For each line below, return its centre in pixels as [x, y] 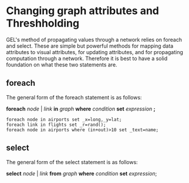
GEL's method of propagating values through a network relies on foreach [94, 39]
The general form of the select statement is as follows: [72, 162]
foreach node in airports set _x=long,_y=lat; [64, 119]
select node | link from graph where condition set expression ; [82, 173]
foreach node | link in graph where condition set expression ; [81, 109]
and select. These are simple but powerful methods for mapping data [90, 46]
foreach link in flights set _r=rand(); [56, 125]
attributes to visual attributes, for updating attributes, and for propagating [95, 52]
